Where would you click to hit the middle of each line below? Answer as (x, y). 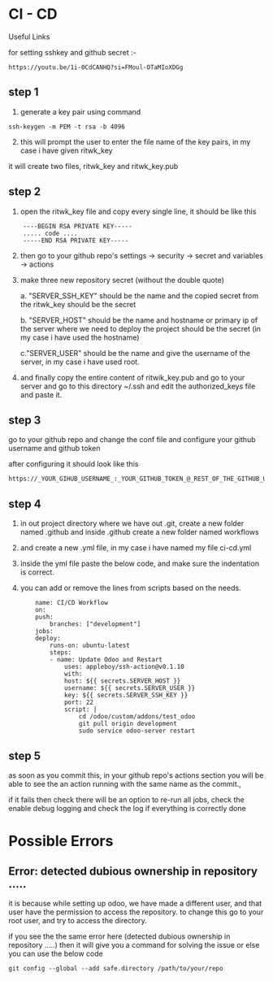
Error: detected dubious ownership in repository (133, 871)
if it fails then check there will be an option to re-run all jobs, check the (127, 800)
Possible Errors (61, 841)
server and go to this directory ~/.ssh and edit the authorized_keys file (138, 386)
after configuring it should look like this (74, 464)
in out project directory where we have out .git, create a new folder (132, 523)
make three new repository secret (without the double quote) (122, 280)
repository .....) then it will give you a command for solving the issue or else (134, 945)
